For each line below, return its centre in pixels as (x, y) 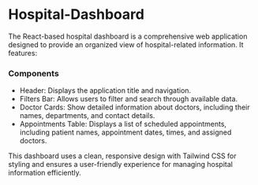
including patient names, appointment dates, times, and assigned (125, 132)
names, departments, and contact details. (87, 116)
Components (34, 73)
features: (23, 53)
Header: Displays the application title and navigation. (105, 91)
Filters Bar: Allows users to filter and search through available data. (129, 99)
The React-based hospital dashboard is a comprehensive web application (128, 36)
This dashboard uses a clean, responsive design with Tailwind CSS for (122, 156)
